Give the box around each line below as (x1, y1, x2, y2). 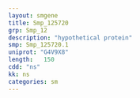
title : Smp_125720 (8, 19, 69, 27)
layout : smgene (8, 11, 59, 20)
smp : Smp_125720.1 (8, 41, 69, 49)
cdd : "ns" (8, 63, 41, 71)
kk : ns (8, 70, 30, 78)
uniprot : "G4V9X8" (8, 48, 69, 56)
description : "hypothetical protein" (8, 33, 133, 42)
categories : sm (8, 77, 59, 85)
